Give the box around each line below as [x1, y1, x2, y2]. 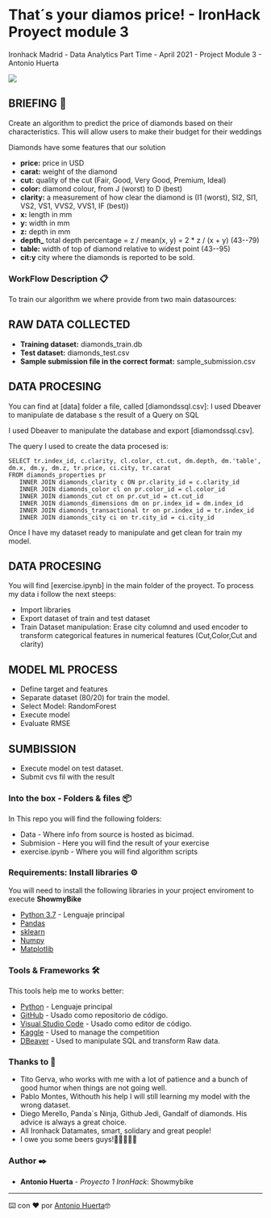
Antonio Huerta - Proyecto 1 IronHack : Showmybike [19, 1177, 194, 1186]
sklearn [19, 926, 46, 936]
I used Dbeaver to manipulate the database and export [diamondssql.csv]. [8, 426, 255, 435]
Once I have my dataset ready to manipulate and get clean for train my [8, 527, 243, 537]
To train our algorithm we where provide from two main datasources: [8, 295, 237, 304]
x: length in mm [19, 209, 73, 219]
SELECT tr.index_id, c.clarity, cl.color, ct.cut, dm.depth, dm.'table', [8, 456, 262, 465]
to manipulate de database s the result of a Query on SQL [8, 409, 200, 419]
